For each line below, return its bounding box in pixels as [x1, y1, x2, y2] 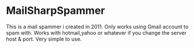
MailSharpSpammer [6, 4, 105, 17]
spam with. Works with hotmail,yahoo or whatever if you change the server [6, 29, 187, 36]
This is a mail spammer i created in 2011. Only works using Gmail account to [6, 23, 189, 30]
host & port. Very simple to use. [6, 35, 82, 42]
